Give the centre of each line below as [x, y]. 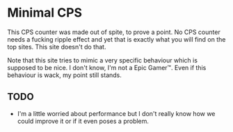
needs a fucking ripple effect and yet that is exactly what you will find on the [116, 39]
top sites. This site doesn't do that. [57, 47]
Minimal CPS [45, 13]
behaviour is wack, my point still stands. [64, 75]
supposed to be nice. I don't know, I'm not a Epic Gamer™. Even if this [107, 67]
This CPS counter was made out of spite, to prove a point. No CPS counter [114, 32]
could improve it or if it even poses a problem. [83, 121]
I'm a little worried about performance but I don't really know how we [116, 113]
